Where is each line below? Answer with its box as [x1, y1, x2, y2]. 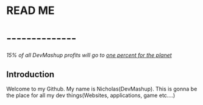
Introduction [6, 69, 55, 80]
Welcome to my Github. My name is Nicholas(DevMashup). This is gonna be [6, 85, 198, 92]
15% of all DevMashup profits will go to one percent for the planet [6, 52, 172, 59]
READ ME [6, 4, 55, 18]
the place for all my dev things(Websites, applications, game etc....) [6, 92, 176, 99]
